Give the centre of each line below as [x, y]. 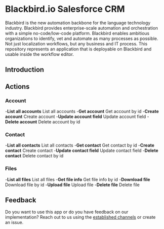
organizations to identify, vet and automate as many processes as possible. [82, 38]
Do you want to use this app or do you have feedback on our [67, 212]
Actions [17, 87]
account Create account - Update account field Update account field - [77, 116]
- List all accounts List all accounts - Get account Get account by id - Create [82, 112]
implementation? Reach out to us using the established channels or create [81, 217]
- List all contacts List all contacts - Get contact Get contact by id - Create [80, 145]
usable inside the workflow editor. [40, 54]
